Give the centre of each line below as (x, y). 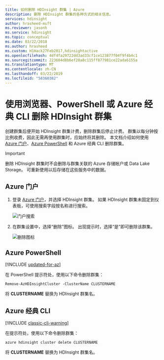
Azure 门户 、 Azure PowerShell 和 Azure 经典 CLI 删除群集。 (66, 143)
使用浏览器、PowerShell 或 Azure (74, 104)
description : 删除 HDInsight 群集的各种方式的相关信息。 (59, 14)
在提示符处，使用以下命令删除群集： (42, 333)
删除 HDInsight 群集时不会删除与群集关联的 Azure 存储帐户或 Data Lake (78, 164)
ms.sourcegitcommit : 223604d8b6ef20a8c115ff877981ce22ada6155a (71, 60)
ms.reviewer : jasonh (26, 28)
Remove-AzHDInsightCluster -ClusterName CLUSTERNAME (60, 284)
